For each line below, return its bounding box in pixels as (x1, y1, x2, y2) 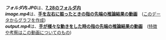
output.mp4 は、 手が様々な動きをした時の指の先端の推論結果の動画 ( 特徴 (5, 23, 158, 29)
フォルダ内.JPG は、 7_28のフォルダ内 (5, 5, 81, 10)
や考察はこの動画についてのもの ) (5, 30, 72, 35)
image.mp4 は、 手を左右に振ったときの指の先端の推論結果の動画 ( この (5, 11, 152, 17)
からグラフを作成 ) (9, 17, 46, 23)
